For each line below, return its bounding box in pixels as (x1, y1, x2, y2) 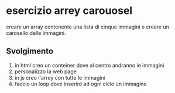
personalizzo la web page (14, 68, 77, 75)
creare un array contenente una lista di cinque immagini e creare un (6, 23, 170, 30)
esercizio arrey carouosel (6, 4, 133, 17)
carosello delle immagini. (6, 29, 66, 36)
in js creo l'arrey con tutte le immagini (14, 74, 105, 81)
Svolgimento (6, 46, 54, 56)
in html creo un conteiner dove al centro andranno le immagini (14, 62, 164, 69)
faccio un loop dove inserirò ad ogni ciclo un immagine (14, 80, 147, 87)
